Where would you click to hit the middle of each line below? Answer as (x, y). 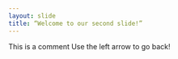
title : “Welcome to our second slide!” (76, 23)
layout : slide (32, 16)
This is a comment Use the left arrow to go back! (89, 46)
